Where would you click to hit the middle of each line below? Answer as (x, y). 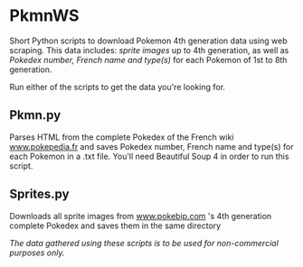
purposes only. (37, 253)
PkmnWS (44, 16)
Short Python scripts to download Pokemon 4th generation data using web (148, 41)
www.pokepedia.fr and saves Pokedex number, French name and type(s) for (151, 146)
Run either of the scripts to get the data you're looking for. (118, 87)
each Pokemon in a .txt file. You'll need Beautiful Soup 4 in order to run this (149, 156)
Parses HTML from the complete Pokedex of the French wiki (122, 137)
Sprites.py (39, 194)
